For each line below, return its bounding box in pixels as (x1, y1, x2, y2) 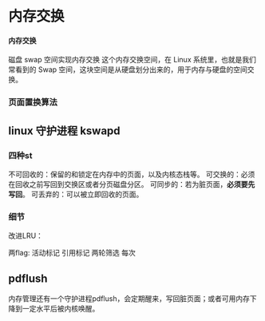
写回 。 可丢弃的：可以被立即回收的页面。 (8, 189, 144, 199)
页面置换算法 (8, 97, 58, 108)
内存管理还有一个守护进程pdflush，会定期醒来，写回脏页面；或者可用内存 (8, 294, 250, 303)
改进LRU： (8, 231, 44, 240)
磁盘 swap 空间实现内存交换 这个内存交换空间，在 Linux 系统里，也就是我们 (8, 55, 257, 65)
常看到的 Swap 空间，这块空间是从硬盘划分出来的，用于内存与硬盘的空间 (8, 65, 247, 74)
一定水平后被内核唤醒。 (22, 304, 100, 314)
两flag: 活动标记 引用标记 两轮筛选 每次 (8, 248, 136, 258)
